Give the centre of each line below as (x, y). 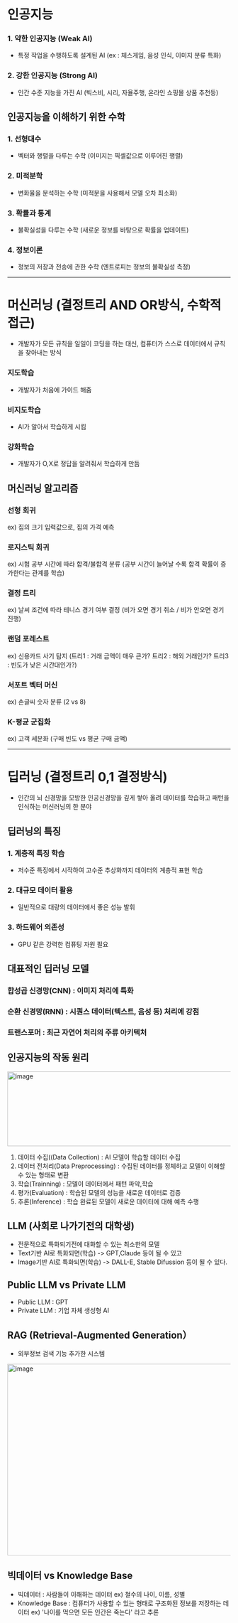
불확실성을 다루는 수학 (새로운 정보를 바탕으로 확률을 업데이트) (103, 230)
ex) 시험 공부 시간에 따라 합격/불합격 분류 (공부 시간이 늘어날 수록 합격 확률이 (113, 564)
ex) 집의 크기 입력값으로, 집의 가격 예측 (61, 527)
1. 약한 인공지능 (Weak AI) (50, 38)
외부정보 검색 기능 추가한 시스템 (61, 1353)
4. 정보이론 (25, 250)
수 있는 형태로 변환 (43, 1174)
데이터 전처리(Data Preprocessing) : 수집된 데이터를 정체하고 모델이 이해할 (121, 1166)
